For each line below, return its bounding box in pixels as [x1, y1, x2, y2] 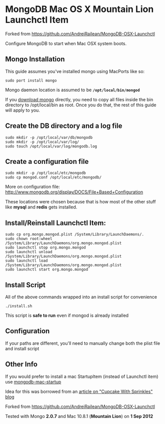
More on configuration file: [5, 184, 60, 190]
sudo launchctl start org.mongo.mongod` [5, 267, 91, 272]
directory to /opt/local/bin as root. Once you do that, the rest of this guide [5, 102, 156, 108]
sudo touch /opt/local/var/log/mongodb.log [5, 144, 97, 149]
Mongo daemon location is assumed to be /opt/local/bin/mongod [5, 87, 140, 93]
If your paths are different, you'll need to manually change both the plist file [5, 340, 160, 346]
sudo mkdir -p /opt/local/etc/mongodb [5, 170, 86, 176]
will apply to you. [5, 107, 40, 113]
